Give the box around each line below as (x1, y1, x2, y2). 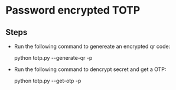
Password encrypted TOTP (5, 4, 141, 17)
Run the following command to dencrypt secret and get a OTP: (14, 66, 167, 73)
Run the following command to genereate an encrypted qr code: (14, 43, 171, 50)
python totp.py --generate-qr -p (14, 54, 93, 61)
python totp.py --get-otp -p (14, 78, 82, 84)
